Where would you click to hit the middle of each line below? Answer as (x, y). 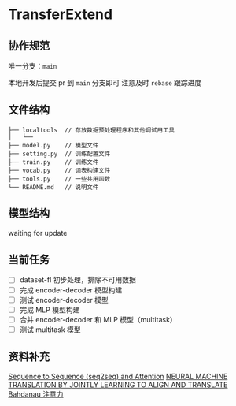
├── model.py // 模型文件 (53, 145)
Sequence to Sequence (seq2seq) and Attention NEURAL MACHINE (118, 376)
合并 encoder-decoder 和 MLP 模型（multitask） (98, 319)
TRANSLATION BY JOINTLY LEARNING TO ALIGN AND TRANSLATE (118, 385)
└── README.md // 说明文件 (53, 187)
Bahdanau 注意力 (36, 394)
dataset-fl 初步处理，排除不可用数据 (77, 280)
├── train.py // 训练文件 (53, 162)
